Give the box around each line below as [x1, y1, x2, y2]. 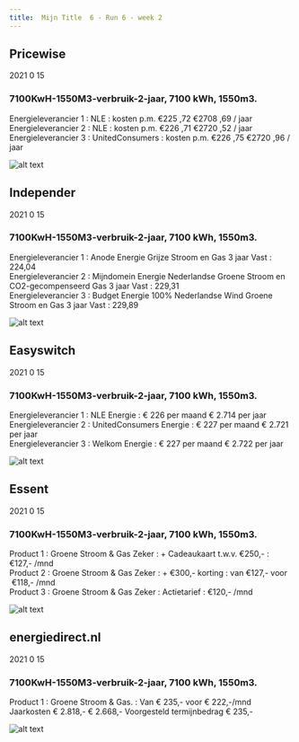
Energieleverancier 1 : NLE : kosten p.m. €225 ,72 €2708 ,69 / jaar [9, 113, 253, 124]
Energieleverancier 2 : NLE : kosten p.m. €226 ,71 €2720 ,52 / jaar [9, 122, 253, 133]
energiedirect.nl [9, 630, 101, 645]
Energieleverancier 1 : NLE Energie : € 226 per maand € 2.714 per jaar [9, 410, 267, 420]
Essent [9, 481, 49, 497]
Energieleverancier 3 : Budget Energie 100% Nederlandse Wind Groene [9, 289, 274, 301]
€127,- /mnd [9, 558, 54, 569]
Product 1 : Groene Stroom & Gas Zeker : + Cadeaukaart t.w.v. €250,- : [9, 549, 269, 560]
